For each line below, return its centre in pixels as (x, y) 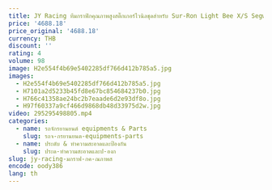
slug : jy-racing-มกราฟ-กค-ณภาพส (61, 158)
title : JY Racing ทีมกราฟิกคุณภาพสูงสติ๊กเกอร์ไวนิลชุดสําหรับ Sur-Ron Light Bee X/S (128, 16)
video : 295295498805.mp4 (50, 114)
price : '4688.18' (38, 23)
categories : (28, 121)
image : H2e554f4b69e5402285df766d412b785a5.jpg (90, 69)
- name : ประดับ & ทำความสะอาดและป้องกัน (71, 144)
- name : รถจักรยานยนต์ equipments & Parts (81, 129)
